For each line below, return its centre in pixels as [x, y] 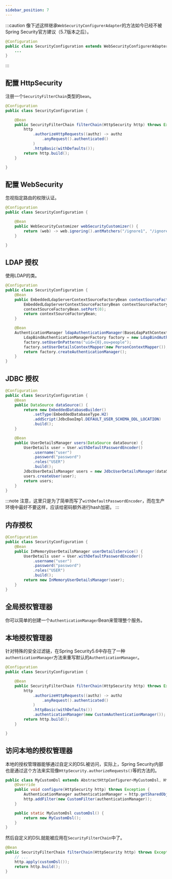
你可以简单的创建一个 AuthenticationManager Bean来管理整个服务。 [75, 620]
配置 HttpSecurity [34, 83]
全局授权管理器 [29, 607]
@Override [25, 785]
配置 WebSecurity [34, 184]
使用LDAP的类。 [23, 276]
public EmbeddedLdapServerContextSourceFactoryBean [71, 300]
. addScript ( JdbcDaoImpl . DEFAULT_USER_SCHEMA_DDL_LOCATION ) [97, 419]
